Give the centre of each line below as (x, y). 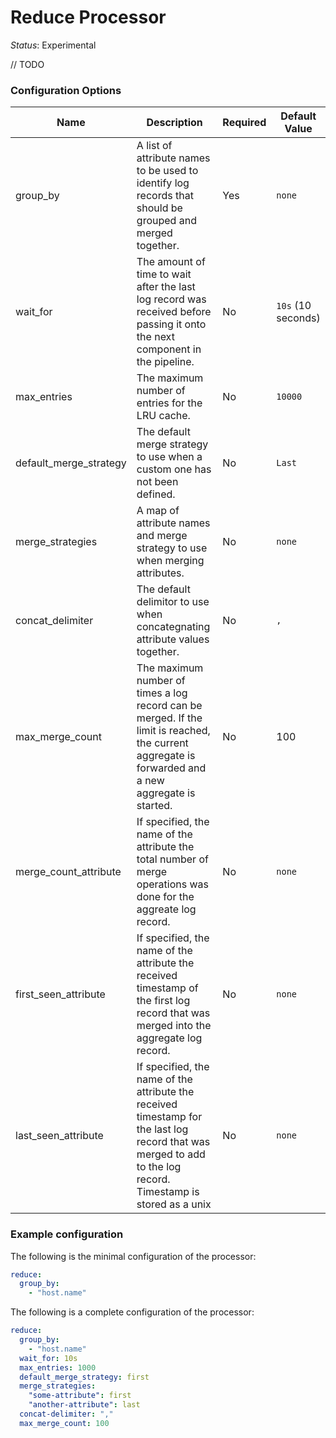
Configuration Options (66, 90)
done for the (165, 897)
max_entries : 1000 (58, 1367)
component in (169, 349)
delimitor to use (173, 602)
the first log (163, 1001)
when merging (170, 561)
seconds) (298, 318)
